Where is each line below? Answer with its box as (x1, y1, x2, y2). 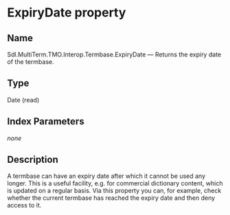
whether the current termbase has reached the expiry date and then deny (7, 194, 216, 202)
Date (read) (7, 95, 40, 104)
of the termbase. (7, 58, 54, 66)
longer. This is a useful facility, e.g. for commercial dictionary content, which (7, 179, 223, 188)
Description (7, 154, 58, 166)
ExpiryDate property (7, 5, 126, 21)
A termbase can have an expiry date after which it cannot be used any (7, 172, 206, 180)
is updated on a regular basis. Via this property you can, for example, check (7, 187, 222, 195)
